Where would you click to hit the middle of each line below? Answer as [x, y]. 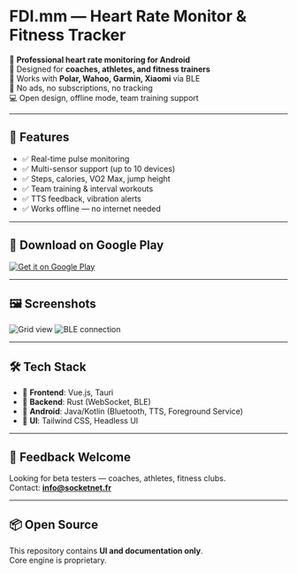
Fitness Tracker [68, 35]
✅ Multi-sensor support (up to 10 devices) [99, 168]
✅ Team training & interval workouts [88, 189]
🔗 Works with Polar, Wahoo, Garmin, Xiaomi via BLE [105, 78]
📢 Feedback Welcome [70, 457]
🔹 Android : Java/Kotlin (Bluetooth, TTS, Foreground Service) [133, 411]
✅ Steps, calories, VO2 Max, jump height [96, 178]
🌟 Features [39, 138]
